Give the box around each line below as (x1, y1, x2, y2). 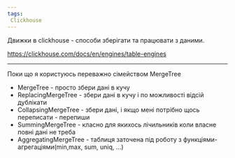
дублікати (17, 98, 48, 106)
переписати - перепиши (17, 113, 90, 121)
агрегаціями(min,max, (17, 143, 83, 151)
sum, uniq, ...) (84, 143, 124, 151)
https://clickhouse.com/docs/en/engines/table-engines (7, 50, 166, 58)
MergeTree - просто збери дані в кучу (17, 83, 131, 92)
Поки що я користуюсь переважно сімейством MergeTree (7, 69, 182, 78)
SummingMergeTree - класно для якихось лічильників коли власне (17, 120, 217, 129)
